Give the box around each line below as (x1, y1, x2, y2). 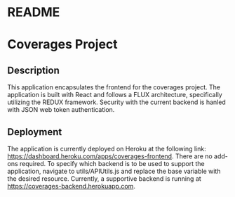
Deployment (7, 126, 62, 138)
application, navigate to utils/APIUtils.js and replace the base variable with (7, 167, 221, 175)
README (7, 4, 60, 20)
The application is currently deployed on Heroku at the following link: (7, 145, 206, 153)
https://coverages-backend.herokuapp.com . (7, 182, 135, 190)
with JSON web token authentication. (7, 106, 115, 114)
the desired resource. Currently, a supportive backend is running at (7, 174, 201, 183)
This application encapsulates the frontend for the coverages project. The (7, 83, 221, 91)
